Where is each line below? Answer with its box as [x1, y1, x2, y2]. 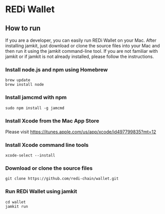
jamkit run [5, 204, 28, 209]
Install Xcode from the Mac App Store [5, 117, 100, 124]
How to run [5, 24, 41, 33]
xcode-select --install [5, 153, 56, 158]
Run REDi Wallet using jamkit [5, 188, 77, 195]
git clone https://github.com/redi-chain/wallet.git [5, 176, 119, 181]
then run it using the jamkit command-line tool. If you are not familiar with [5, 48, 158, 54]
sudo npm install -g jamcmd [5, 105, 65, 110]
